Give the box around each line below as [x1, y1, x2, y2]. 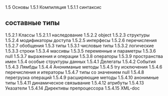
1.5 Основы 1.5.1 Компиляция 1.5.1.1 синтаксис [5, 4, 102, 10]
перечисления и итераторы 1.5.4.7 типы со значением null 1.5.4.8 [5, 69, 144, 75]
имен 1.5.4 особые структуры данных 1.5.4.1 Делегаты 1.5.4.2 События [5, 58, 156, 64]
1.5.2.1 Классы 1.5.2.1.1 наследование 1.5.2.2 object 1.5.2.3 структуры [5, 32, 150, 38]
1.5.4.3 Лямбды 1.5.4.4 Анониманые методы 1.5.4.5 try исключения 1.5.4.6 [5, 63, 162, 69]
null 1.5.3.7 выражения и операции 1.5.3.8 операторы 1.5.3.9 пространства [5, 53, 163, 59]
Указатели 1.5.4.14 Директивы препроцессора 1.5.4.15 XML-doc [5, 85, 140, 91]
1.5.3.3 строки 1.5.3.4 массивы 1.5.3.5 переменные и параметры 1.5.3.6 [5, 47, 156, 54]
